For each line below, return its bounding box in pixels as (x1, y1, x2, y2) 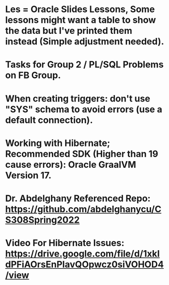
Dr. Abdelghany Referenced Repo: (5, 193, 151, 204)
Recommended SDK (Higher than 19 (5, 148, 158, 160)
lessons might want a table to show (5, 14, 156, 26)
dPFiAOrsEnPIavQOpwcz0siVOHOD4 (5, 259, 164, 270)
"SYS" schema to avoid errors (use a (5, 104, 162, 115)
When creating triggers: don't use (5, 92, 150, 104)
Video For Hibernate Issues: (5, 238, 125, 249)
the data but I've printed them (5, 25, 133, 36)
